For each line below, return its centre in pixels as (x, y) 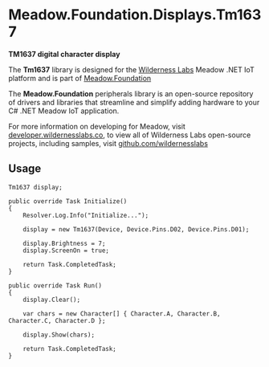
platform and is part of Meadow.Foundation (80, 78)
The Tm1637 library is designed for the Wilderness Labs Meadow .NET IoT (131, 69)
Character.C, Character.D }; (57, 320)
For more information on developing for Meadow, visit (97, 126)
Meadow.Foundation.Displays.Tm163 (135, 15)
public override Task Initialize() (68, 201)
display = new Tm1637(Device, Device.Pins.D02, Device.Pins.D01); (136, 229)
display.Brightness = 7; (64, 243)
